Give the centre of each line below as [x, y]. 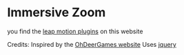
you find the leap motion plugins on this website [75, 31]
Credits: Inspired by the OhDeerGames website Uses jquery [92, 44]
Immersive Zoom [57, 13]
